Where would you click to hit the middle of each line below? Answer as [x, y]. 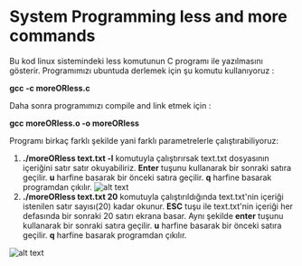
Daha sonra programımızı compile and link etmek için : [110, 105]
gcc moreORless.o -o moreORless [75, 123]
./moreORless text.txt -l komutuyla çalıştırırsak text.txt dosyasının [146, 158]
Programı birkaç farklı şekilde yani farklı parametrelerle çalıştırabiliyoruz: [144, 140]
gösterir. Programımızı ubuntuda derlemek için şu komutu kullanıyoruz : [142, 71]
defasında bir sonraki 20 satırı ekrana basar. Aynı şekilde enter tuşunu [153, 215]
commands [52, 36]
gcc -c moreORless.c [50, 88]
